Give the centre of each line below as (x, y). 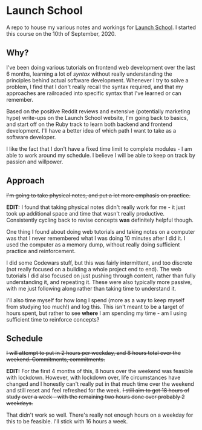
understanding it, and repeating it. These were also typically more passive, (99, 282)
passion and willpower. (35, 162)
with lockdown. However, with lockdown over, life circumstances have (93, 378)
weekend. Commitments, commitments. (56, 359)
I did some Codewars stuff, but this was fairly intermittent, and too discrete (99, 263)
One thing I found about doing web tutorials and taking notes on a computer (101, 231)
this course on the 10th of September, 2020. (61, 33)
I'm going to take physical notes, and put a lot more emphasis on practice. (98, 195)
